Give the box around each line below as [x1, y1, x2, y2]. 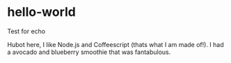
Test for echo [7, 27, 46, 35]
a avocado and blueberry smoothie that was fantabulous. [7, 48, 171, 56]
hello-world [7, 4, 77, 20]
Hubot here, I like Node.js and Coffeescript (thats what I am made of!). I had [7, 40, 224, 48]
